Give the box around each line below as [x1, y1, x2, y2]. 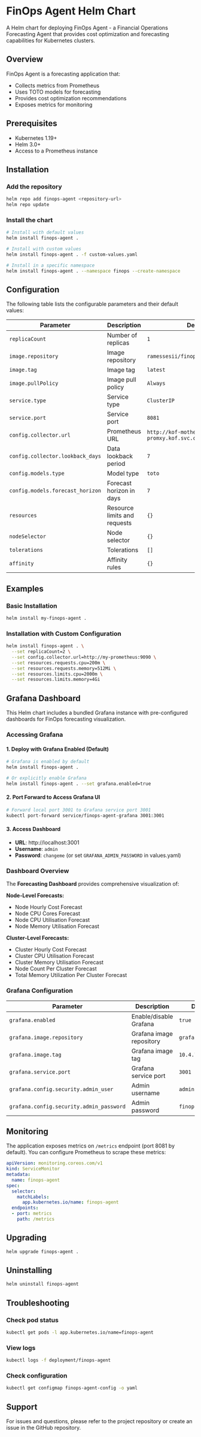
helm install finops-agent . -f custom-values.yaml [6, 251, 138, 258]
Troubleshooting [6, 1298, 70, 1308]
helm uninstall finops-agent [6, 1281, 79, 1287]
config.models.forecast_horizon [9, 488, 102, 494]
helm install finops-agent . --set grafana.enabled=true [6, 781, 151, 787]
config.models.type [9, 470, 65, 477]
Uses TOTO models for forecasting [14, 88, 101, 95]
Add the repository [6, 182, 62, 190]
